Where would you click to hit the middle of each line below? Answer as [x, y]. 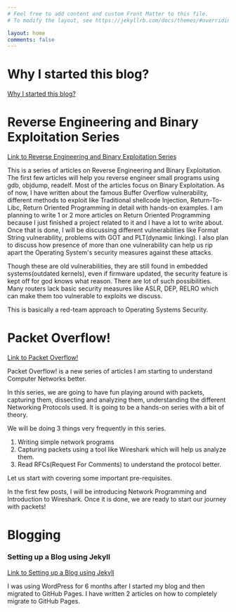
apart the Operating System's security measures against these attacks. [110, 253]
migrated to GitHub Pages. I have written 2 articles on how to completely [112, 593]
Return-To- [206, 200]
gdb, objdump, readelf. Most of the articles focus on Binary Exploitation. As [116, 185]
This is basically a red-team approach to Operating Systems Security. [108, 310]
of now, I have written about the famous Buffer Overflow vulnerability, [108, 193]
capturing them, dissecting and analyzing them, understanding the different [117, 400]
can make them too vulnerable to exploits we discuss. [85, 296]
